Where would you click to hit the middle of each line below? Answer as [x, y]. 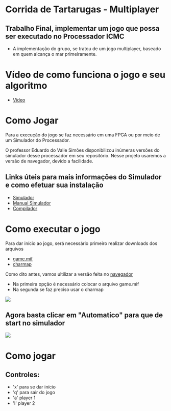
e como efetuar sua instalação [54, 185]
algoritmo [26, 86]
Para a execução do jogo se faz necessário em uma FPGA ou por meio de [83, 135]
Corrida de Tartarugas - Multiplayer [82, 9]
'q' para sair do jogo [34, 393]
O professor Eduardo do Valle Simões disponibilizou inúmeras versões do [82, 150]
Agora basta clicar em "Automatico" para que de [84, 315]
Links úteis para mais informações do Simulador [83, 177]
